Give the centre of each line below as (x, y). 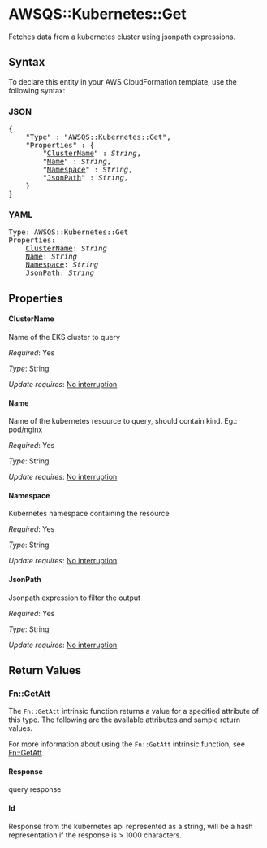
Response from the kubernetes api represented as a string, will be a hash (131, 826)
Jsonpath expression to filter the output (74, 598)
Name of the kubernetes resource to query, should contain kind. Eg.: (123, 421)
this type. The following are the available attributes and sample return (125, 720)
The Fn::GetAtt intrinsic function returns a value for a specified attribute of (134, 711)
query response (35, 789)
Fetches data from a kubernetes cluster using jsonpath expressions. (122, 37)
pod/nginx (26, 430)
